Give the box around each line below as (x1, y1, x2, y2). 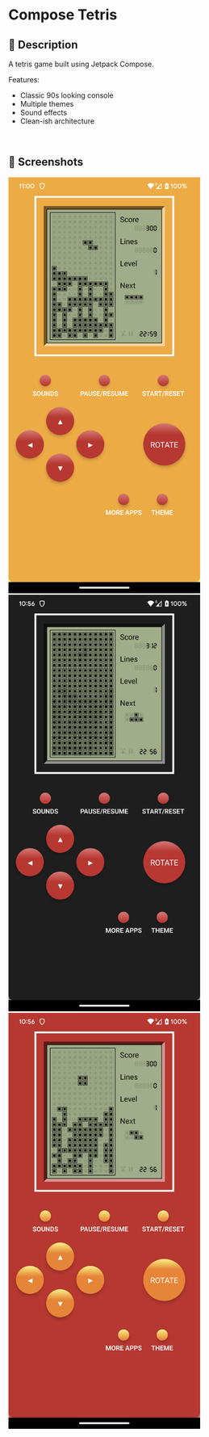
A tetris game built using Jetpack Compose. (8, 59, 155, 69)
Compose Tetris (8, 6, 118, 24)
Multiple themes (19, 99, 74, 108)
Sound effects (19, 107, 67, 117)
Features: (8, 75, 40, 84)
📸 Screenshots (8, 155, 84, 169)
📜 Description (8, 38, 78, 52)
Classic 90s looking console (19, 90, 115, 100)
